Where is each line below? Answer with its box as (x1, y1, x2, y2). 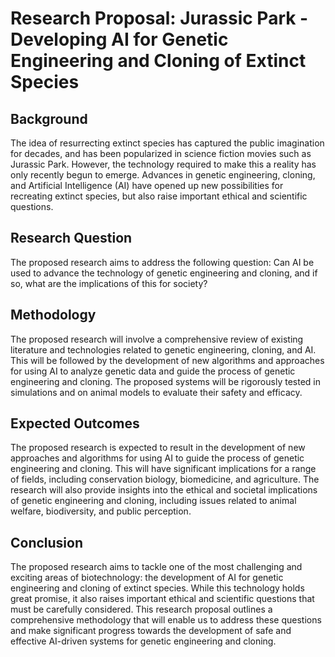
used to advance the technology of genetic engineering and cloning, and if (10, 267, 318, 279)
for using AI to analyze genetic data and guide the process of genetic (10, 365, 296, 377)
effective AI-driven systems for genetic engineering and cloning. (10, 635, 277, 647)
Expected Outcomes (10, 415, 140, 432)
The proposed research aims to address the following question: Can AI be (10, 256, 315, 268)
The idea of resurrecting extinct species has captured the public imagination (10, 137, 325, 149)
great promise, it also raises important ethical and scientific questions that (10, 593, 315, 605)
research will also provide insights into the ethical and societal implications (10, 484, 318, 496)
